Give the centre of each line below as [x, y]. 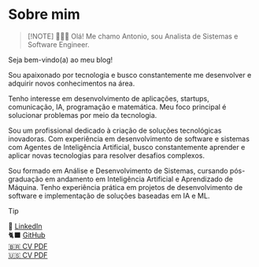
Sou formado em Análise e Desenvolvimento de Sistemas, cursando [118, 170]
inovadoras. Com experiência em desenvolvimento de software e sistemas [129, 138]
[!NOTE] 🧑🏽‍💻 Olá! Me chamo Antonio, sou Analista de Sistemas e [133, 36]
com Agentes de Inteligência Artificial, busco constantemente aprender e [127, 147]
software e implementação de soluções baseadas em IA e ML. [109, 196]
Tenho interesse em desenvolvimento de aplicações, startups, [109, 98]
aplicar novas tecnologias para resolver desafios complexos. [106, 155]
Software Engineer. [58, 44]
